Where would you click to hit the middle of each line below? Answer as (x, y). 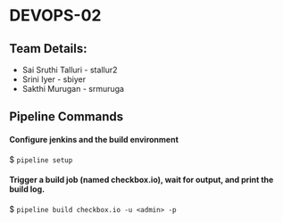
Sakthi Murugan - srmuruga (73, 89)
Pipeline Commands (66, 117)
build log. (27, 189)
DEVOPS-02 (55, 16)
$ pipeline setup (41, 159)
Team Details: (48, 49)
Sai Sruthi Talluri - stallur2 (70, 70)
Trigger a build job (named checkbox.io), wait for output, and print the (141, 180)
